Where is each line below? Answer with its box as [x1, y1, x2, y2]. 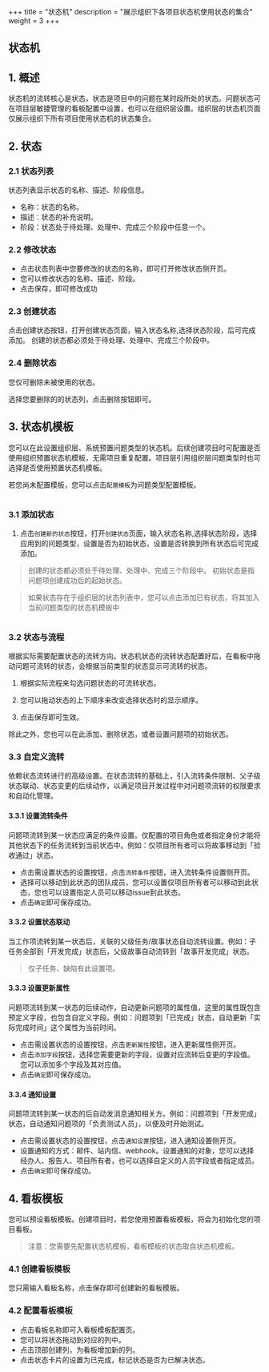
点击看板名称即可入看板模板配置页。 [19, 1325, 140, 1334]
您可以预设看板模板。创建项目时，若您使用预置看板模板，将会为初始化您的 [8, 1214, 254, 1224]
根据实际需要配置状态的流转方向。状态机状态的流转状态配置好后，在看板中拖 [8, 651, 261, 661]
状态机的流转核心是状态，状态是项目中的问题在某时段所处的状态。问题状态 [8, 94, 254, 103]
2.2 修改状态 [8, 243, 57, 255]
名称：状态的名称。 [19, 202, 84, 211]
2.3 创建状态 [8, 306, 57, 317]
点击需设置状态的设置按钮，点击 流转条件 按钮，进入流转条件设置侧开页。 [19, 867, 255, 877]
